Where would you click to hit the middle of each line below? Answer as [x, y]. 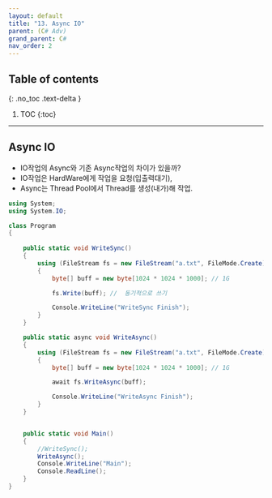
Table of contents [53, 79]
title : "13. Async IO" [47, 24]
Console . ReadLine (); [72, 471]
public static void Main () [68, 434]
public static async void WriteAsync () [90, 337]
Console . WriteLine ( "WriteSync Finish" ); [121, 308]
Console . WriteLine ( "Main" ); [85, 464]
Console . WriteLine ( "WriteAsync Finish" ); [123, 397]
